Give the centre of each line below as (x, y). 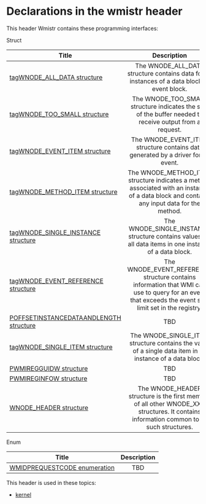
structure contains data (161, 73)
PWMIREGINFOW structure (48, 378)
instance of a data (160, 358)
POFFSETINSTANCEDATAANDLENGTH (65, 318)
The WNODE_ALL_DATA (170, 66)
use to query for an (161, 292)
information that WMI (163, 285)
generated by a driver (161, 155)
